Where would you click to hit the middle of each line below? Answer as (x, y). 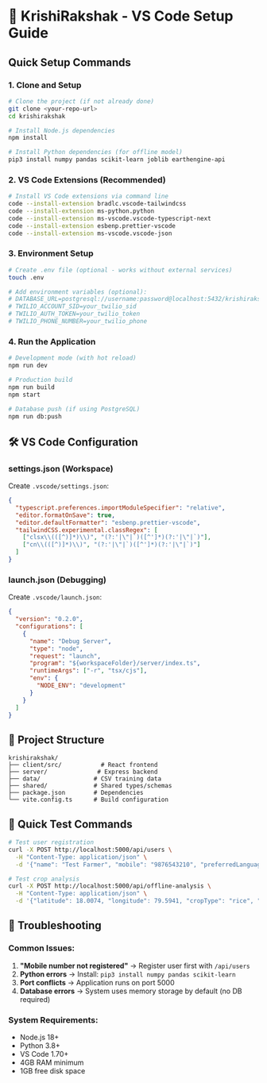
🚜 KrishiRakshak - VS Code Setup (121, 16)
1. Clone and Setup (45, 85)
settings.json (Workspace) (61, 468)
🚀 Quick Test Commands (70, 824)
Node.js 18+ (39, 1037)
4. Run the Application (52, 341)
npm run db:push (35, 416)
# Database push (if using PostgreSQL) (74, 409)
